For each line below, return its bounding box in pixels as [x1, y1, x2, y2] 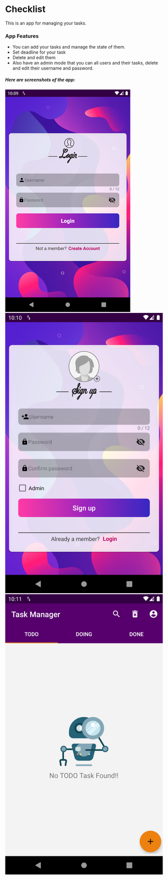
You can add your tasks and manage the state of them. [12, 44, 126, 50]
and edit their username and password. [12, 65, 93, 71]
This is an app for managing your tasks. [5, 20, 86, 26]
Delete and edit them [12, 55, 56, 61]
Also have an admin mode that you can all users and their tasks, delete [12, 60, 158, 66]
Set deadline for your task [12, 49, 66, 56]
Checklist [5, 4, 46, 15]
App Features [5, 33, 39, 40]
